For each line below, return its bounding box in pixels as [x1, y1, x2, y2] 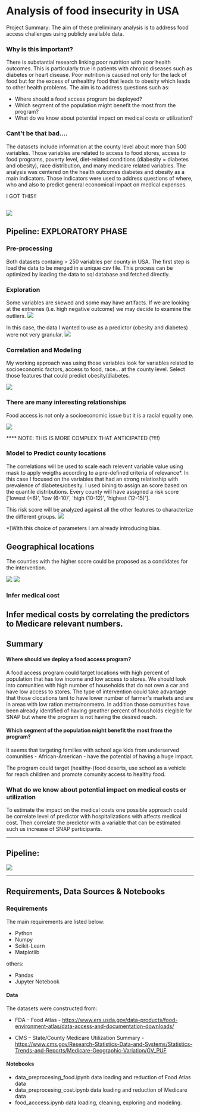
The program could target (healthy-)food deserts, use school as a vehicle [6, 764, 186, 771]
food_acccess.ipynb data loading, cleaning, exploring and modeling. [14, 1099, 183, 1106]
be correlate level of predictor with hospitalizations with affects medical [6, 813, 182, 820]
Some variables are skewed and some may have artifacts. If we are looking [6, 299, 190, 306]
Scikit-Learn [14, 942, 45, 949]
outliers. [6, 312, 26, 319]
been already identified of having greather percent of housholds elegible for [6, 707, 192, 714]
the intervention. [6, 564, 46, 571]
